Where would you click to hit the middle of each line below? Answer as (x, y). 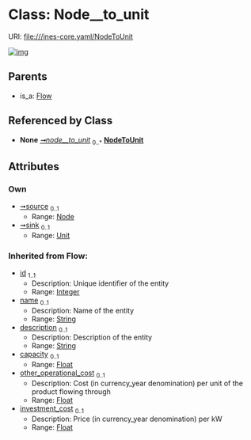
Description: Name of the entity (83, 310)
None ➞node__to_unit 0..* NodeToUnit (82, 140)
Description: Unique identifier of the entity (100, 283)
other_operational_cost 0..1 (62, 374)
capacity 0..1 (39, 355)
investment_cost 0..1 (52, 409)
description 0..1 (44, 328)
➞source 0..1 (39, 207)
